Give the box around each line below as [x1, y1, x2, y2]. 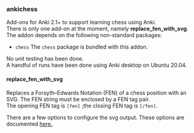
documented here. [6, 120, 53, 128]
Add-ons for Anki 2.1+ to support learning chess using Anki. [6, 19, 157, 26]
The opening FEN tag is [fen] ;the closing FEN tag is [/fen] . [6, 102, 158, 109]
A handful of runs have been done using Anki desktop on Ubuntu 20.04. [6, 61, 187, 69]
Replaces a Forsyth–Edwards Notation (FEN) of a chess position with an [6, 89, 187, 96]
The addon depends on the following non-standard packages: [6, 32, 162, 39]
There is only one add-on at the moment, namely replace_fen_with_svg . [6, 25, 189, 32]
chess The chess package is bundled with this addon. [15, 43, 148, 50]
